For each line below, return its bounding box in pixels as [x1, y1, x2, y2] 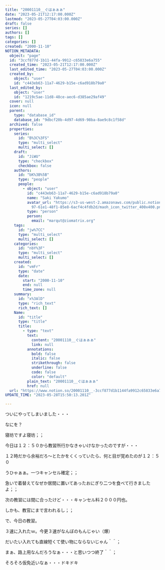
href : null [27, 383, 50, 388]
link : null [31, 342, 54, 347]
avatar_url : [27, 200, 52, 205]
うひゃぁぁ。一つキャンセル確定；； [5, 470, 79, 476]
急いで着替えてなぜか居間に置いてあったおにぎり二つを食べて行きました [5, 480, 151, 486]
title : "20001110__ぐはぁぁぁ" [5, 7, 65, 12]
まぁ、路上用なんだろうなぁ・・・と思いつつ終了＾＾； [5, 549, 117, 555]
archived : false [9, 122, 43, 127]
